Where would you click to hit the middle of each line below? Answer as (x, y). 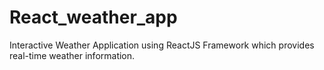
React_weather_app (93, 17)
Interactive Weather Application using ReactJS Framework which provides (162, 45)
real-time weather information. (72, 55)
